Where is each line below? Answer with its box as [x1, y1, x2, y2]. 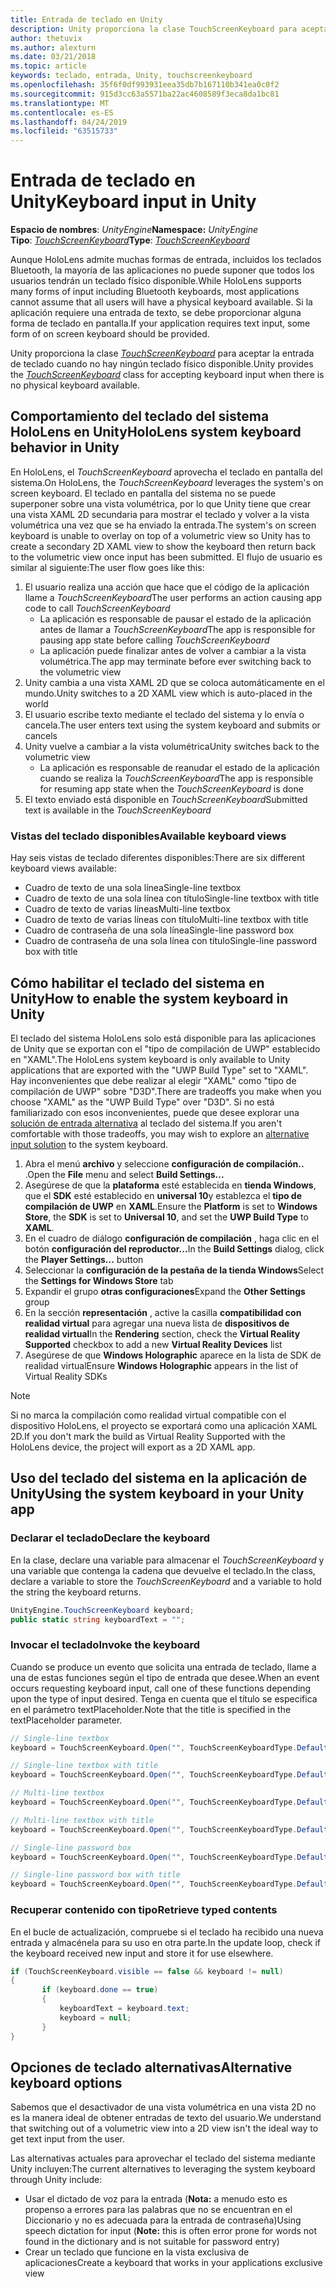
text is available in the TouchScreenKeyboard [24, 804, 212, 816]
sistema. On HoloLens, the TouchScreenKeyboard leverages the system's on [10, 476, 324, 488]
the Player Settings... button [24, 1253, 144, 1265]
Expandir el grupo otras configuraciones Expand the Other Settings [24, 1285, 306, 1297]
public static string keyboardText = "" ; [10, 1614, 186, 1625]
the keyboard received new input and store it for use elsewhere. [10, 1947, 274, 1959]
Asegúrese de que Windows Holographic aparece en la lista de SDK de [24, 1349, 322, 1361]
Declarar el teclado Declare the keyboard [10, 1531, 210, 1545]
